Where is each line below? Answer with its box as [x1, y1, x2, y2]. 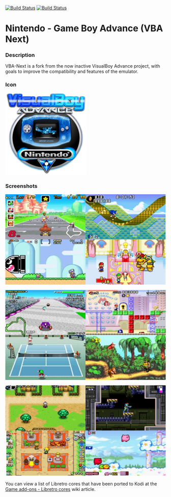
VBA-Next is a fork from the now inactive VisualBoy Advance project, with [5, 63, 160, 69]
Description [5, 51, 35, 59]
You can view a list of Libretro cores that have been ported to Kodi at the [5, 481, 157, 487]
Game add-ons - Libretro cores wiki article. [5, 486, 96, 492]
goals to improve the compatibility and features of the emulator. [5, 69, 138, 75]
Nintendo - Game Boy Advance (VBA [5, 23, 163, 34]
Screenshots [5, 182, 38, 189]
